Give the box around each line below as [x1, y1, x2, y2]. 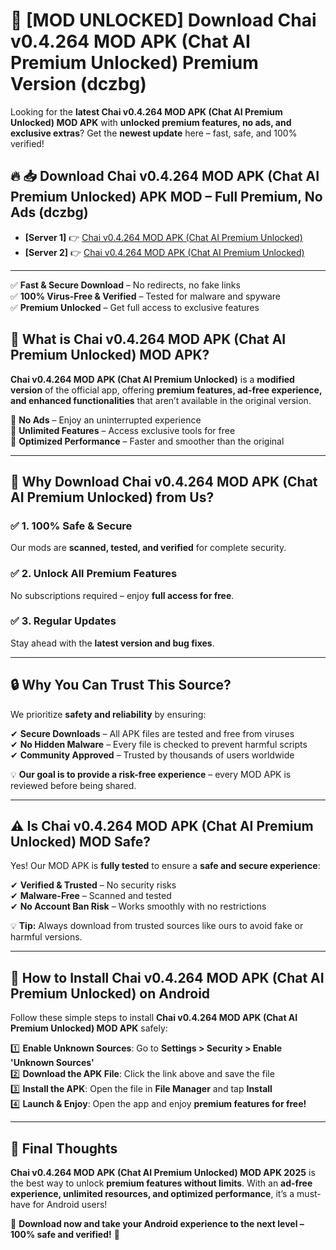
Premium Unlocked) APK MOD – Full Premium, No [10, 189, 323, 206]
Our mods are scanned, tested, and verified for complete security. [10, 542, 287, 554]
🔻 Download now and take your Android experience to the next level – [10, 1218, 305, 1230]
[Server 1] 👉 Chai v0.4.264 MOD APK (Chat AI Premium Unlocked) [24, 231, 303, 243]
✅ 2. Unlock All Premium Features [10, 567, 178, 581]
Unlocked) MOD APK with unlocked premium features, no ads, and [10, 116, 292, 128]
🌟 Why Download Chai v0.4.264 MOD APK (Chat [10, 473, 318, 490]
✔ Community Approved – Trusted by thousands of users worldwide [10, 749, 295, 761]
